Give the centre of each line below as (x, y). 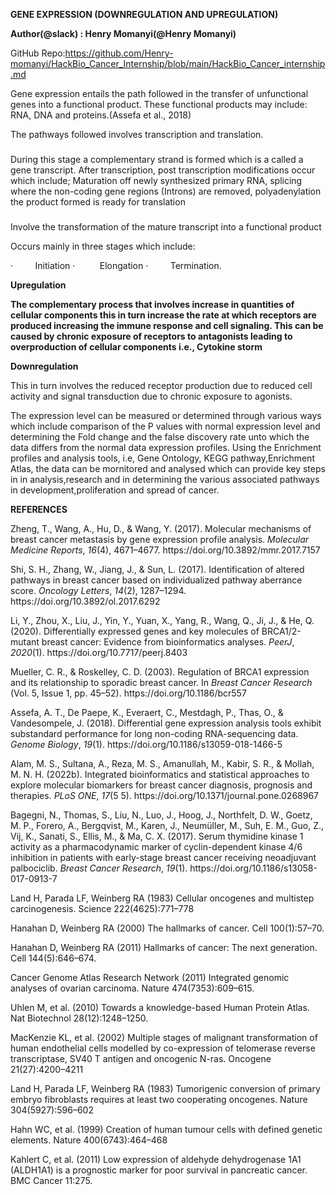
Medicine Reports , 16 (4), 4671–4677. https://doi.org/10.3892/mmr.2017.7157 (165, 550)
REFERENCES (39, 509)
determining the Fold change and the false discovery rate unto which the (160, 436)
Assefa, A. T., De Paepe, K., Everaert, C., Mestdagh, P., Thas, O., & (147, 712)
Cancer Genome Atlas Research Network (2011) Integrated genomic (150, 977)
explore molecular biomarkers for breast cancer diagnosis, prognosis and (161, 785)
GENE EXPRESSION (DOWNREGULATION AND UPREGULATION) (144, 14)
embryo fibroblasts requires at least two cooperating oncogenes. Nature (159, 1099)
